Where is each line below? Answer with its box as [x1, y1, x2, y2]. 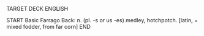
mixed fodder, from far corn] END [6, 23, 91, 30]
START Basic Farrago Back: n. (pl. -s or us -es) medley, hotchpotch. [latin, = [6, 17, 198, 23]
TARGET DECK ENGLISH [6, 5, 69, 12]
